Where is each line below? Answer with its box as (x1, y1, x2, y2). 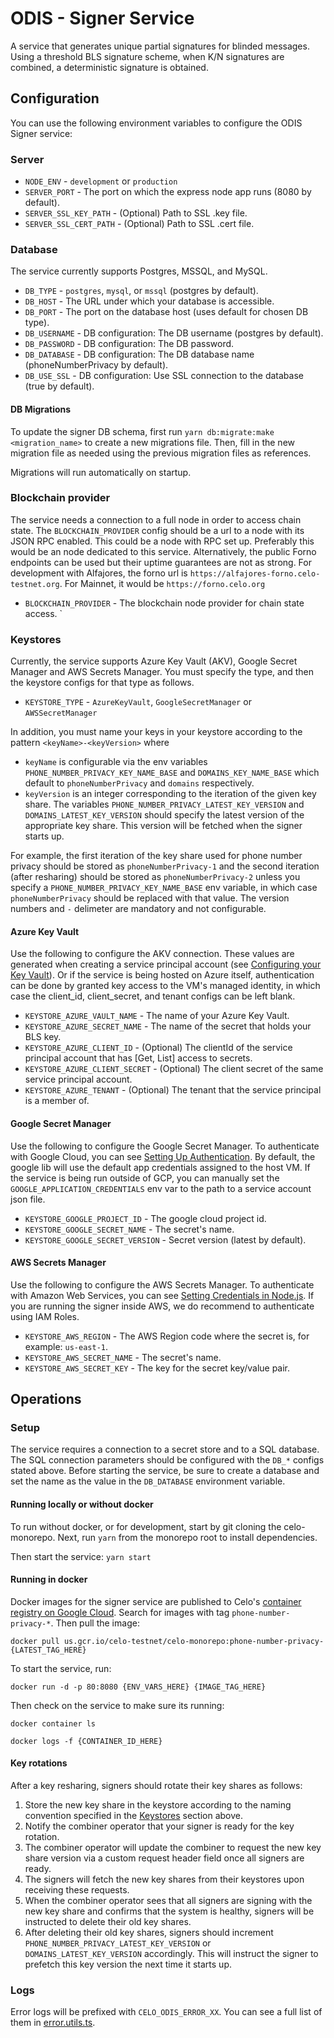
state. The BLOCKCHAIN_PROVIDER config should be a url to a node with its (10, 524, 305, 536)
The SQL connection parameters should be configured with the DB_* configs (10, 1454, 325, 1466)
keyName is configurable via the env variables (24, 756, 208, 768)
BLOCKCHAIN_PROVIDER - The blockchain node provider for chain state (24, 597, 305, 609)
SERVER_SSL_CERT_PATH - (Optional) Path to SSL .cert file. (24, 218, 255, 230)
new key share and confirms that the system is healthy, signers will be (24, 1905, 315, 1917)
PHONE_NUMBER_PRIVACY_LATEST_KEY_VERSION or (24, 1937, 212, 1949)
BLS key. (24, 1031, 62, 1043)
